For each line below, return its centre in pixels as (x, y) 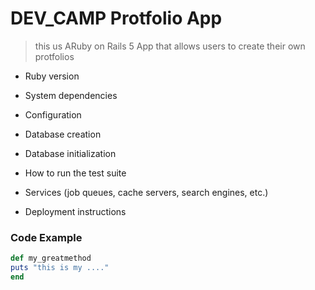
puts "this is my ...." (60, 268)
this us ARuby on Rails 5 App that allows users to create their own (170, 46)
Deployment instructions (75, 211)
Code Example (46, 237)
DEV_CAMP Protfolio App (116, 18)
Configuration (53, 114)
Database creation (63, 134)
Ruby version (52, 76)
